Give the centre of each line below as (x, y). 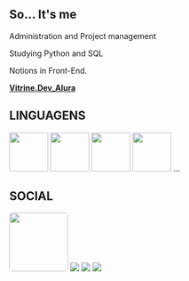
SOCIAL (31, 196)
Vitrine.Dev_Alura (43, 87)
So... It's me (43, 15)
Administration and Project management (83, 36)
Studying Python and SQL (56, 53)
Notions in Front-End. (48, 70)
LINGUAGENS (47, 116)
